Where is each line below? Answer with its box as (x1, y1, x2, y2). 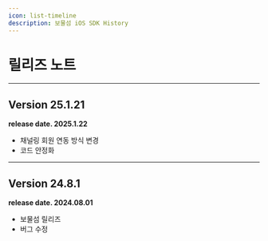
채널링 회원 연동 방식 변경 (19, 136, 100, 145)
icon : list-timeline (8, 11, 77, 20)
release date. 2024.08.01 (8, 198, 93, 207)
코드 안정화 (19, 145, 55, 156)
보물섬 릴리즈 (19, 215, 61, 224)
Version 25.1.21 (8, 97, 85, 112)
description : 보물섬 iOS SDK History (8, 19, 129, 27)
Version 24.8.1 (8, 176, 81, 190)
